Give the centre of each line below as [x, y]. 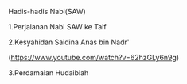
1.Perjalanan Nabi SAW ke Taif [57, 27]
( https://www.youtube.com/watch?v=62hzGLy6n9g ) [94, 57]
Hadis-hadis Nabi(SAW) [47, 11]
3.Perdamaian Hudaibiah [49, 73]
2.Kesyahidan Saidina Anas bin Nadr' [69, 42]
